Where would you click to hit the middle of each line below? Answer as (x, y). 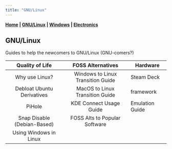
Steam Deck (145, 77)
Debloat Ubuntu (34, 89)
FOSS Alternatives (95, 65)
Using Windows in (34, 133)
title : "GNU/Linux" (26, 10)
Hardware (147, 65)
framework (144, 92)
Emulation (142, 104)
